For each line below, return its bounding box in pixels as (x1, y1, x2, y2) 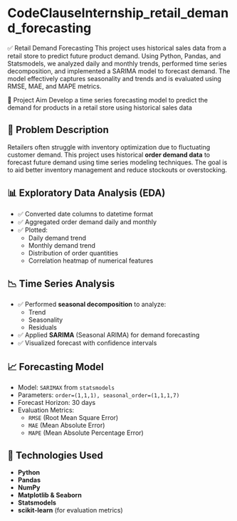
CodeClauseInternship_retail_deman (7, 5, 229, 21)
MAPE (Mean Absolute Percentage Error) (28, 428, 144, 437)
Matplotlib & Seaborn (17, 491, 82, 499)
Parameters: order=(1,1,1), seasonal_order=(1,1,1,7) (17, 391, 180, 399)
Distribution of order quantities (28, 248, 119, 257)
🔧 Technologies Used (7, 449, 103, 461)
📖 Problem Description (7, 124, 109, 136)
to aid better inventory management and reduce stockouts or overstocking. (7, 165, 228, 174)
